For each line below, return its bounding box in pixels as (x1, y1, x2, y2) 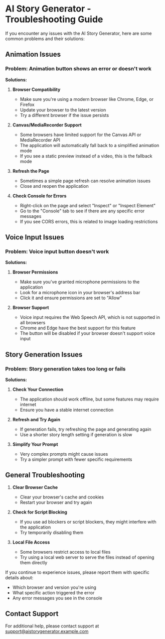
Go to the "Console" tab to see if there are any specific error (20, 208, 145, 214)
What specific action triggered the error (12, 589, 95, 595)
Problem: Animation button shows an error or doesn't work (5, 65, 151, 72)
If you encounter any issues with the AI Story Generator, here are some (5, 30, 152, 36)
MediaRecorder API (20, 137, 60, 143)
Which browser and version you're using (12, 584, 97, 590)
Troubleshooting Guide (5, 14, 103, 25)
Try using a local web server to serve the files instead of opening (20, 554, 154, 560)
